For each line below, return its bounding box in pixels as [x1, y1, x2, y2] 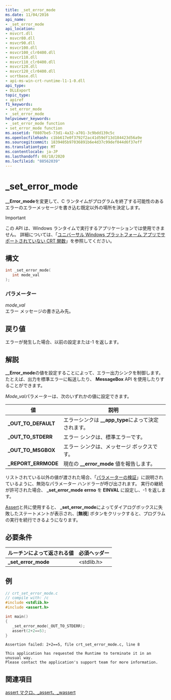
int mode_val [12, 272, 40, 278]
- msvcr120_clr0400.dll [5, 69, 56, 74]
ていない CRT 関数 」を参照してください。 [27, 237, 115, 244]
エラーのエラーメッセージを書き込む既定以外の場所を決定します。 [5, 204, 143, 210]
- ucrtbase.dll [5, 74, 38, 79]
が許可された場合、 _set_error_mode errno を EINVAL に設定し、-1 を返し [5, 486, 161, 493]
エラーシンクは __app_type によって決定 [63, 416, 159, 423]
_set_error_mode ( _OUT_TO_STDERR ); [12, 623, 85, 628]
